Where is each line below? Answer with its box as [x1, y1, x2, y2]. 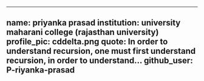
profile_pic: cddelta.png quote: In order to [6, 37, 168, 47]
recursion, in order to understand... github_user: [6, 56, 193, 66]
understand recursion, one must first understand [6, 46, 196, 56]
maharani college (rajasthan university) [6, 27, 159, 37]
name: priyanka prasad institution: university [6, 18, 181, 28]
